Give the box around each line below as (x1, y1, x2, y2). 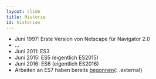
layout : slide (6, 8, 41, 15)
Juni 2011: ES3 (14, 48, 50, 55)
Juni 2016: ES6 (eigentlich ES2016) (14, 60, 99, 67)
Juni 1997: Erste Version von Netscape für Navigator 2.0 (14, 36, 151, 43)
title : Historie (6, 14, 46, 20)
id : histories (6, 19, 41, 25)
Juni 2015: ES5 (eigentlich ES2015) (14, 54, 99, 61)
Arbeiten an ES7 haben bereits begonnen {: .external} (14, 67, 143, 74)
